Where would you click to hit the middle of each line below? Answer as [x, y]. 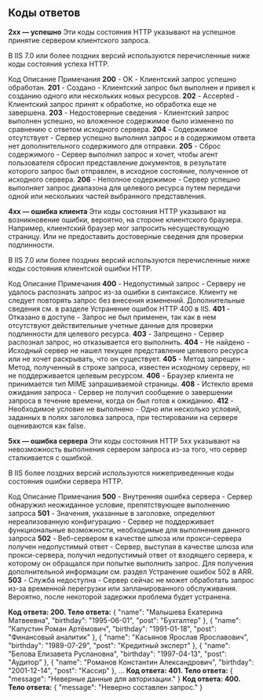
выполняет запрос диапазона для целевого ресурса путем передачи [124, 187]
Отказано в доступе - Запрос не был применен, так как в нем [112, 317]
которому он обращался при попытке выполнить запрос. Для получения [131, 563]
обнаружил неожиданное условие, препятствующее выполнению [119, 505]
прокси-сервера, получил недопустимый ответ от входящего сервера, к [130, 554]
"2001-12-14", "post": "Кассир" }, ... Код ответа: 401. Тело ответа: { [121, 670]
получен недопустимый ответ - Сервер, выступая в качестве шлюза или [131, 547]
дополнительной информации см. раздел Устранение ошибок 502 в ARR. [131, 571]
